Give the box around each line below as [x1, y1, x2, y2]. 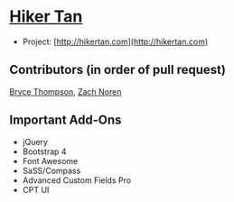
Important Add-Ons [9, 113, 122, 128]
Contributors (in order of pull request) [9, 62, 226, 78]
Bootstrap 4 [22, 146, 67, 157]
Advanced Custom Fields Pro [22, 174, 132, 186]
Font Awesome [22, 155, 79, 166]
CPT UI [22, 184, 50, 195]
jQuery [22, 136, 48, 147]
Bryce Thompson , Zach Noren [9, 86, 122, 96]
